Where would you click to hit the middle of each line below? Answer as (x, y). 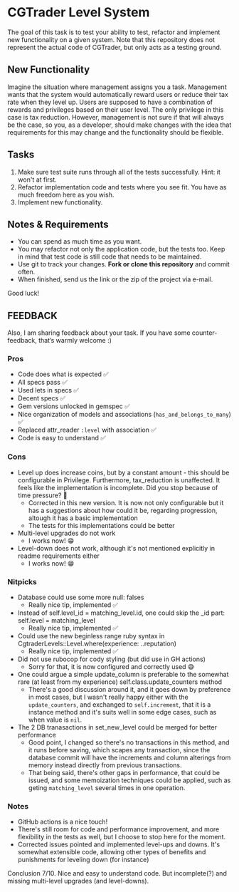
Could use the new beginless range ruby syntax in (91, 636)
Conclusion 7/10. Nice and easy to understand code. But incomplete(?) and (117, 873)
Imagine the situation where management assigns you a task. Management (117, 87)
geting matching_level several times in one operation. (107, 788)
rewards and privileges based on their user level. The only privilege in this (116, 109)
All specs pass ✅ (42, 383)
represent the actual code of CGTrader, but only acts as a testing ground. (115, 47)
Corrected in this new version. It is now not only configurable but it (126, 502)
